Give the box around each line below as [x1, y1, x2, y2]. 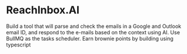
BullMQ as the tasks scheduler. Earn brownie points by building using [6, 35, 173, 42]
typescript [6, 41, 31, 48]
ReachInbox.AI [6, 3, 80, 17]
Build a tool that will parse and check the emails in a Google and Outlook [6, 23, 182, 30]
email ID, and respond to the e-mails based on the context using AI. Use [6, 28, 181, 35]
